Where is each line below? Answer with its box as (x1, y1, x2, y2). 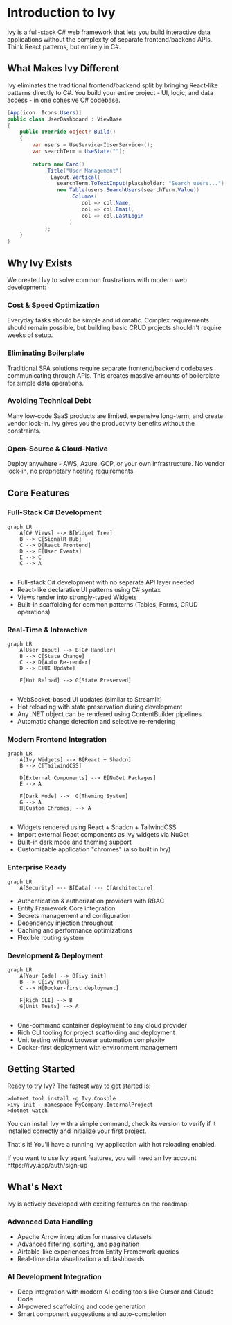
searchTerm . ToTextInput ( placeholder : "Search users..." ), (56, 180, 228, 187)
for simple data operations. (7, 379, 84, 387)
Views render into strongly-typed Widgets (17, 593, 137, 601)
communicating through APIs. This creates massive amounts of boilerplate (7, 371, 220, 379)
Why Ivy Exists (7, 257, 73, 269)
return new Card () (32, 161, 85, 168)
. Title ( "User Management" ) (44, 167, 123, 174)
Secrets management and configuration (17, 911, 131, 919)
